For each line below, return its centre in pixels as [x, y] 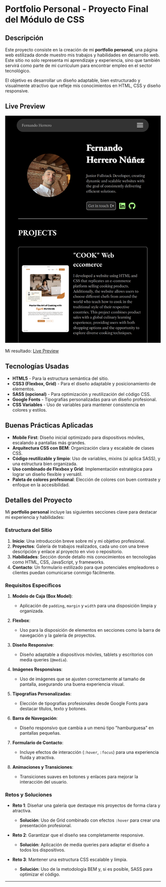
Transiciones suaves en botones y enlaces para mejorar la [79, 777]
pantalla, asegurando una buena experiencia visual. [72, 684]
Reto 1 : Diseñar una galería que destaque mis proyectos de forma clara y [86, 805]
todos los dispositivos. [42, 850]
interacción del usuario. [44, 782]
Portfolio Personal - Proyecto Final [77, 9]
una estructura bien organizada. [45, 464]
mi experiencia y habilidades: [35, 517]
